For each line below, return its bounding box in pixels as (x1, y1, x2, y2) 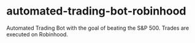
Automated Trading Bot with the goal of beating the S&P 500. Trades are (6, 24, 189, 31)
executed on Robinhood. (6, 30, 69, 38)
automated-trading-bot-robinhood (6, 4, 186, 18)
